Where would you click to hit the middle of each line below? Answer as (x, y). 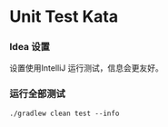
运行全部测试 (38, 94)
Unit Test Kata (64, 17)
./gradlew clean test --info (64, 113)
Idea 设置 (30, 47)
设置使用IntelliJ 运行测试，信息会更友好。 (86, 68)
